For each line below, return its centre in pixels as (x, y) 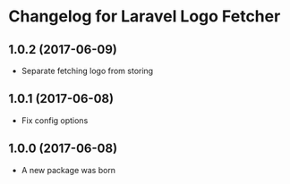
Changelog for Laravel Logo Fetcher (145, 17)
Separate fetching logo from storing (87, 71)
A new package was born (68, 170)
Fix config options (55, 120)
